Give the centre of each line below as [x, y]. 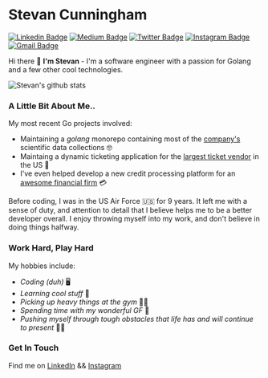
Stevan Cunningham [78, 15]
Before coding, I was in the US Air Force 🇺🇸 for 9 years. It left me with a [128, 201]
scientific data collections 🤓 [66, 148]
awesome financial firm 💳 [63, 183]
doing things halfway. [44, 227]
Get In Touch [34, 348]
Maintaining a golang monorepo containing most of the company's [130, 139]
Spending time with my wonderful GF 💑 [85, 310]
